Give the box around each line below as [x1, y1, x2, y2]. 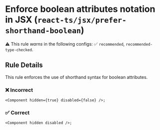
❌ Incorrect [5, 86, 33, 93]
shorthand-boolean [5, 26, 81, 36]
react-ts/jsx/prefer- [37, 16, 127, 25]
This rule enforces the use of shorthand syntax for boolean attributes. [5, 74, 148, 80]
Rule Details [5, 61, 43, 69]
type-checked [5, 47, 32, 53]
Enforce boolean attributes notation [5, 3, 156, 15]
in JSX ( [5, 14, 38, 25]
